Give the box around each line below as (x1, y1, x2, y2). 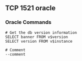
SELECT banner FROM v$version (5, 34, 68, 39)
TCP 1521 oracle (5, 4, 56, 12)
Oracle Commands (5, 19, 51, 26)
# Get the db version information (5, 30, 77, 35)
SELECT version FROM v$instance (5, 39, 72, 44)
